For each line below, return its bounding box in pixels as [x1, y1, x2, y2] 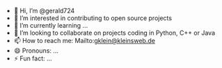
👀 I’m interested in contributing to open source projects [13, 14, 173, 22]
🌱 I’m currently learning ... [13, 22, 88, 29]
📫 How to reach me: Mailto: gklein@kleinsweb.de [13, 37, 155, 44]
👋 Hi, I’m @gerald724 [13, 7, 75, 15]
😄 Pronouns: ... [13, 46, 59, 55]
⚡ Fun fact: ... [13, 54, 52, 62]
